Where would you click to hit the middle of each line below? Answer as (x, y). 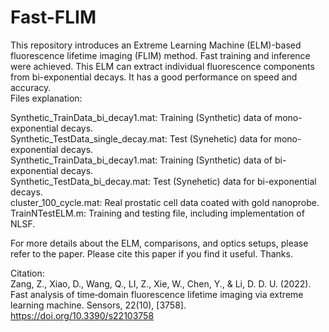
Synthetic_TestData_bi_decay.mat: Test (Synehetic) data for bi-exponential (163, 181)
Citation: (27, 273)
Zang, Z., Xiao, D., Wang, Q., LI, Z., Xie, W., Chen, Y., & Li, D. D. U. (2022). (161, 283)
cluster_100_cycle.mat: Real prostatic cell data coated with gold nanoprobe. (165, 202)
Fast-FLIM (53, 17)
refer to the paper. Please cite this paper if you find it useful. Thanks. (151, 253)
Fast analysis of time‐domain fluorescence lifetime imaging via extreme (157, 294)
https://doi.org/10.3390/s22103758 (82, 315)
